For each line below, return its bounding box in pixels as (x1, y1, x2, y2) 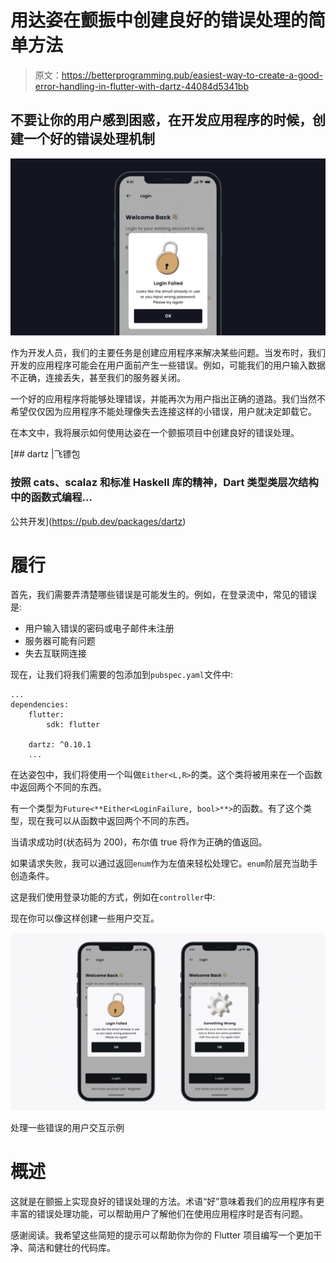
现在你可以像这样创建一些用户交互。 (10, 912, 160, 925)
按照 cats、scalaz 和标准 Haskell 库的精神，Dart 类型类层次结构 (10, 476, 319, 490)
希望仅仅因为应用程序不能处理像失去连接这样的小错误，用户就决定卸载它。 (10, 406, 317, 418)
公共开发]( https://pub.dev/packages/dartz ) (10, 515, 187, 527)
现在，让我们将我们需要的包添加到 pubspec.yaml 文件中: (10, 669, 233, 681)
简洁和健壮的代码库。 (27, 1241, 116, 1253)
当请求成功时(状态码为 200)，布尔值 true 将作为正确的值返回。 (10, 836, 268, 848)
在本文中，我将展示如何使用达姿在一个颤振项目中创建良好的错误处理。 (10, 427, 300, 439)
